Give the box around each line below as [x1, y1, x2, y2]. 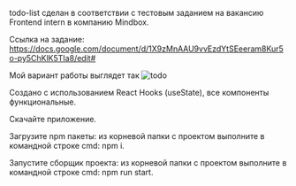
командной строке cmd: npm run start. [9, 167, 154, 177]
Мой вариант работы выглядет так [9, 70, 140, 81]
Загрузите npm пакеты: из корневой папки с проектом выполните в [9, 131, 265, 141]
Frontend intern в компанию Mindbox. [9, 17, 149, 27]
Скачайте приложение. [9, 114, 97, 124]
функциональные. [9, 97, 77, 107]
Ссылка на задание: [9, 35, 85, 44]
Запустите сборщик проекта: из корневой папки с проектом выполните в [9, 158, 287, 167]
